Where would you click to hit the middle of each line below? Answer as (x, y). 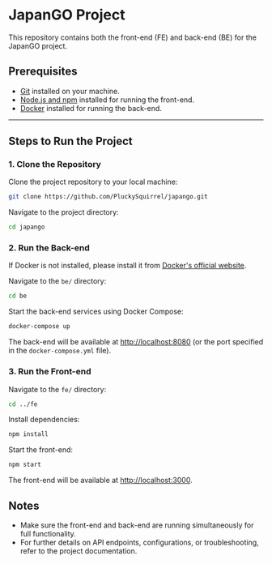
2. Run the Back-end (49, 248)
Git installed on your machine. (70, 91)
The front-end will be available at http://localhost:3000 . (100, 481)
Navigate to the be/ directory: (57, 281)
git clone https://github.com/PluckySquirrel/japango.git (108, 197)
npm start (25, 465)
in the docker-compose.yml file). (60, 351)
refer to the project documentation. (79, 551)
